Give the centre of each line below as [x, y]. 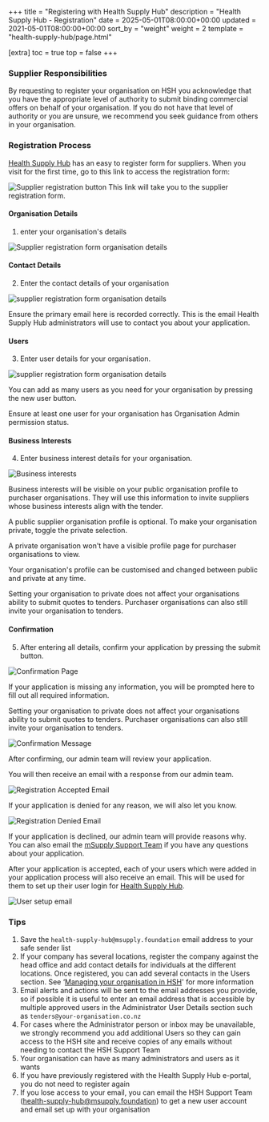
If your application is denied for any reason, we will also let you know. [123, 805]
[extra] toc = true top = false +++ [63, 52]
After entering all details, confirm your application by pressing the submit [140, 647]
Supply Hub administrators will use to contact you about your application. [129, 323]
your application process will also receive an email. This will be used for [126, 877]
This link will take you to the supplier [168, 186]
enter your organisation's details [73, 231]
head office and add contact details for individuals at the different [128, 964]
